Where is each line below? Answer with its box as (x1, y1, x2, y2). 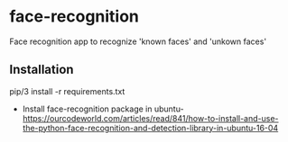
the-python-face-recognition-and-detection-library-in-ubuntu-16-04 (22, 122, 279, 133)
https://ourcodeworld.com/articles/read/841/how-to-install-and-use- (22, 112, 279, 123)
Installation (9, 62, 74, 77)
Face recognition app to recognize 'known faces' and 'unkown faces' (9, 36, 267, 47)
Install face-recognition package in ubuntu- (22, 103, 184, 114)
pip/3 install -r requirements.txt (9, 85, 125, 96)
